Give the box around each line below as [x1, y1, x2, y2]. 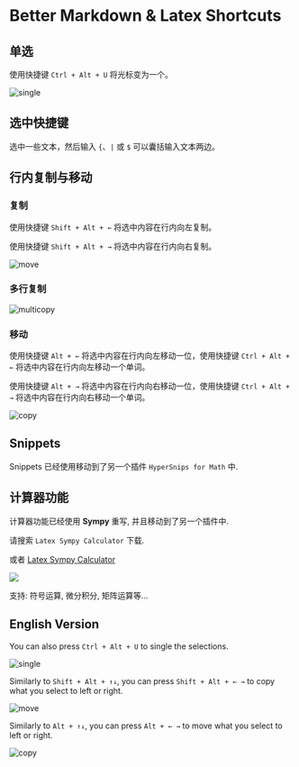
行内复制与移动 [9, 170, 93, 186]
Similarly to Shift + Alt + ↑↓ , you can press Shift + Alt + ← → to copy [9, 675, 276, 686]
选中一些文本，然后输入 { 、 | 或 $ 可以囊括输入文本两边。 [9, 141, 221, 151]
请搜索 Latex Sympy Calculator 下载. [9, 534, 145, 545]
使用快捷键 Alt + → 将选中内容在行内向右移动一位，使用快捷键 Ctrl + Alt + [9, 380, 290, 392]
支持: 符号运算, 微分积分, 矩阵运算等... [9, 589, 149, 600]
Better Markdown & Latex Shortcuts [9, 5, 282, 26]
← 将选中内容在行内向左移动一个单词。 [9, 361, 150, 372]
